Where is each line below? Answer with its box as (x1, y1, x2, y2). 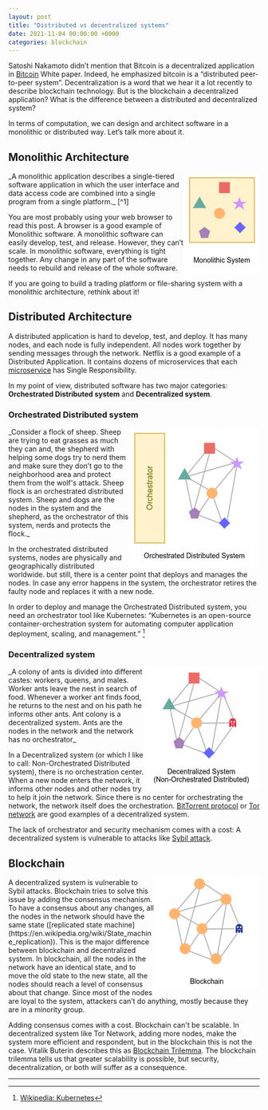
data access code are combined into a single (8, 188, 156, 199)
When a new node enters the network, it (8, 776, 140, 785)
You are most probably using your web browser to (8, 212, 173, 222)
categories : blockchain (8, 38, 88, 46)
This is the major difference (59, 937, 150, 947)
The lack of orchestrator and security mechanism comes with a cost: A (8, 825, 242, 835)
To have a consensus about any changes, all (8, 903, 154, 912)
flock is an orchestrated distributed (8, 486, 124, 496)
